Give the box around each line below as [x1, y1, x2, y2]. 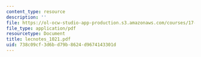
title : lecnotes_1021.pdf [6, 36, 71, 42]
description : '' [6, 14, 47, 20]
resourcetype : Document [6, 31, 66, 37]
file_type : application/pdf [6, 25, 77, 31]
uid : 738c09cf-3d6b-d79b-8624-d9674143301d [6, 42, 117, 48]
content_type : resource [6, 8, 66, 15]
